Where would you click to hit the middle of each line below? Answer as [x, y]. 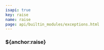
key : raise [17, 15]
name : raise [18, 19]
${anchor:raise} [26, 42]
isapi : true [18, 10]
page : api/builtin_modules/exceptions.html [53, 24]
